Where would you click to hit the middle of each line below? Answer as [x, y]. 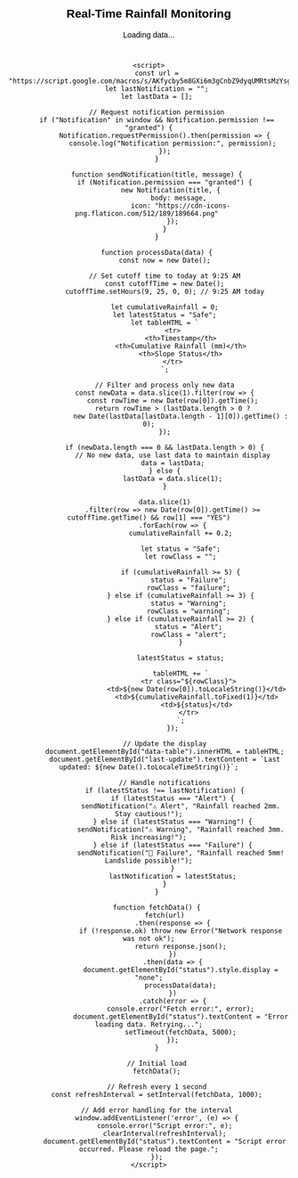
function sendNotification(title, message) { [157, 175]
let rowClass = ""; [181, 556]
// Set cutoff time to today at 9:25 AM [165, 276]
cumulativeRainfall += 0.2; [181, 533]
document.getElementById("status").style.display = [180, 969]
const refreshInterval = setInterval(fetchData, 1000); [157, 1094]
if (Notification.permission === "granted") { [165, 182]
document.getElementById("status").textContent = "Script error [165, 1141]
